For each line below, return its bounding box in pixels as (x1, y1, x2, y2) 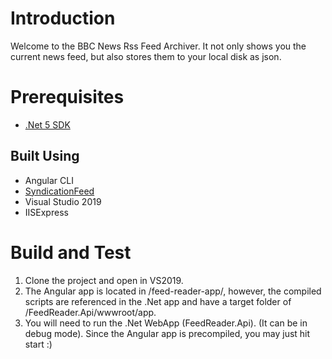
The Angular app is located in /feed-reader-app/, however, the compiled (24, 285, 322, 297)
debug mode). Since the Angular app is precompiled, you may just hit (24, 327, 311, 339)
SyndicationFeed (24, 185, 95, 197)
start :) (24, 338, 53, 350)
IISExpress (24, 206, 69, 218)
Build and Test (10, 241, 132, 264)
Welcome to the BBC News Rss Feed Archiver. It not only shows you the (10, 40, 307, 52)
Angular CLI (24, 174, 74, 186)
